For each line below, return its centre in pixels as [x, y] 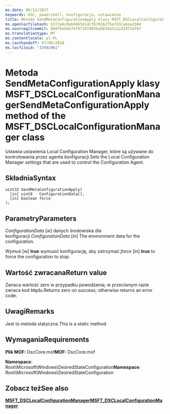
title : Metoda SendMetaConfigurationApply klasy [57, 19]
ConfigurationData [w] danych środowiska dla [53, 231]
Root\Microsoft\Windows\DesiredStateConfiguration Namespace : [73, 367]
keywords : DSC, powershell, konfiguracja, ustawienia [63, 15]
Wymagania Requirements [47, 340]
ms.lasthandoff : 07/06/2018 [35, 43]
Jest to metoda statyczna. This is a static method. [56, 324]
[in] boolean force [30, 199]
